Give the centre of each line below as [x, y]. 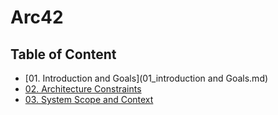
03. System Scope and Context [89, 99]
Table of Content [63, 54]
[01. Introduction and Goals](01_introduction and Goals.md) [146, 78]
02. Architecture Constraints [83, 89]
